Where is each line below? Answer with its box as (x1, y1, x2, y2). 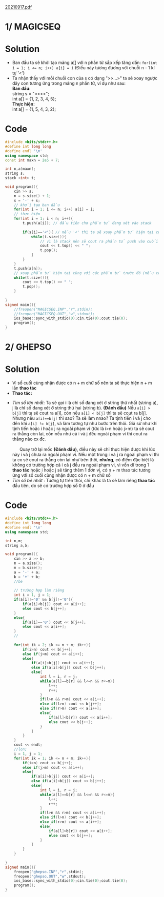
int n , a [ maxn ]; (5, 166, 36, 171)
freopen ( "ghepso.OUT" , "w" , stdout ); (14, 874, 86, 879)
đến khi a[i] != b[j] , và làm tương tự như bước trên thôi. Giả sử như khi (12, 421, 158, 427)
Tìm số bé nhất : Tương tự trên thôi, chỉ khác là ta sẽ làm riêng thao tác (12, 478, 155, 484)
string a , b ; (5, 543, 29, 548)
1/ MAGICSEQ (5, 21, 61, 32)
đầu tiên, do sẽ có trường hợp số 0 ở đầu (12, 483, 94, 489)
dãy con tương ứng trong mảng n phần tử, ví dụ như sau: (12, 81, 126, 86)
